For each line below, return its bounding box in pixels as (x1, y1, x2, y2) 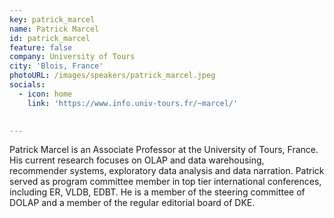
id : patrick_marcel (9, 33, 91, 43)
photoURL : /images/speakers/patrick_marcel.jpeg (9, 71, 216, 81)
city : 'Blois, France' (9, 61, 104, 71)
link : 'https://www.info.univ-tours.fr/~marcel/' (27, 98, 239, 108)
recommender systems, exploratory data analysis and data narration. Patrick (9, 165, 325, 177)
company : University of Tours (9, 52, 136, 62)
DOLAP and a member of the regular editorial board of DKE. (9, 197, 256, 209)
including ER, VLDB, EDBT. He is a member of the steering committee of (9, 186, 306, 198)
